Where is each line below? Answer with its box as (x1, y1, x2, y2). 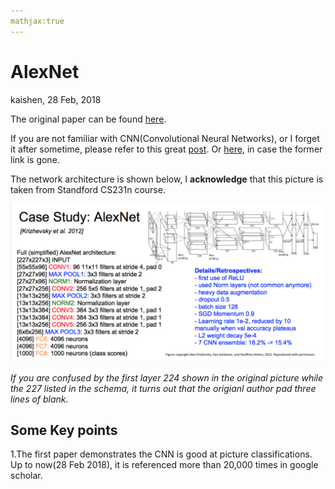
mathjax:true (10, 16, 65, 26)
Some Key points (10, 421, 118, 439)
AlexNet (10, 60, 80, 83)
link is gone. (10, 153, 60, 165)
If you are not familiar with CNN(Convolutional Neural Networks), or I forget (10, 132, 320, 144)
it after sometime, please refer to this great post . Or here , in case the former (10, 143, 323, 155)
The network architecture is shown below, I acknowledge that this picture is (10, 173, 324, 185)
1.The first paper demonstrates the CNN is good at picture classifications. (10, 448, 313, 460)
